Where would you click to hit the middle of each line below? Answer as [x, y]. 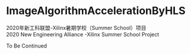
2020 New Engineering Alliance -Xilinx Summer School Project [83, 34]
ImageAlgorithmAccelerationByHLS [96, 11]
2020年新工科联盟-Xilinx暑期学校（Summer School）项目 [76, 28]
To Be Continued [27, 46]
